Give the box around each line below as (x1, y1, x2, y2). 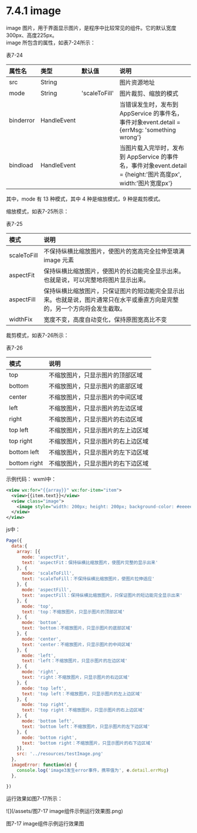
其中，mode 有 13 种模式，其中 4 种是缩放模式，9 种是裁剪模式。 (6, 195, 164, 202)
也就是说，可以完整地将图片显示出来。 (43, 275, 150, 284)
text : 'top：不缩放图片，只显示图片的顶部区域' (21, 609, 125, 615)
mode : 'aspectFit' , (21, 554, 69, 560)
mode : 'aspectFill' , (21, 587, 72, 593)
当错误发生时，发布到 (119, 100, 179, 108)
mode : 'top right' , (21, 702, 69, 708)
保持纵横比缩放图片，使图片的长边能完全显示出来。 (43, 266, 185, 275)
